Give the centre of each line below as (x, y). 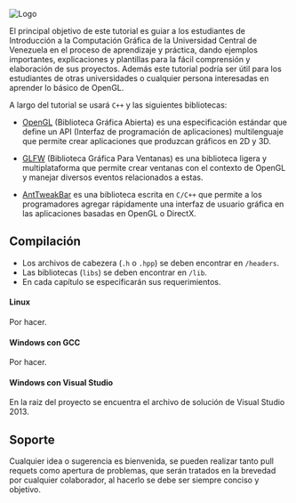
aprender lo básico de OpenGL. (67, 88)
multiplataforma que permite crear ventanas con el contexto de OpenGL (154, 168)
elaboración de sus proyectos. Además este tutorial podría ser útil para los (145, 69)
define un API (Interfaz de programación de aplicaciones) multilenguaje (153, 132)
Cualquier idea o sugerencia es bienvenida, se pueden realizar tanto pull (141, 461)
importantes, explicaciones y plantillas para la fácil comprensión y (130, 59)
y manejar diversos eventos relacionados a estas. (112, 177)
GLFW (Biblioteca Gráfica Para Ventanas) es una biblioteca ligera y (144, 158)
